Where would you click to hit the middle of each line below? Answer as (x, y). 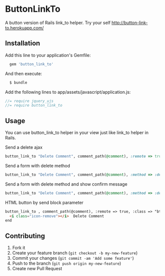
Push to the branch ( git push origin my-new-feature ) (67, 263)
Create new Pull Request (37, 269)
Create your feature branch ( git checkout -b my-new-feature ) (75, 253)
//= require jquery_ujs (29, 101)
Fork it (19, 248)
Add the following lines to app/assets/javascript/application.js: (68, 92)
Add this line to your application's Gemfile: (48, 55)
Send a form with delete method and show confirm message (66, 184)
